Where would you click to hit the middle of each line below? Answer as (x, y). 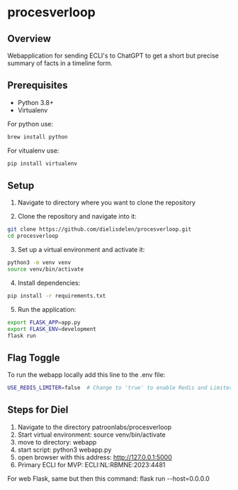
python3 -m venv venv (39, 263)
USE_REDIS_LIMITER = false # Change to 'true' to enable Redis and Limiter (120, 388)
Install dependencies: (49, 283)
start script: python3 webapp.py (64, 450)
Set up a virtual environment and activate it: (81, 250)
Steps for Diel (38, 410)
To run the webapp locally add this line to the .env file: (86, 375)
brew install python (38, 137)
